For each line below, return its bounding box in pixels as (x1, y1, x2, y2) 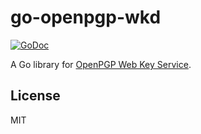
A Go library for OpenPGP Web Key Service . (10, 58, 192, 70)
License (10, 87, 61, 105)
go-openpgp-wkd (10, 6, 162, 29)
